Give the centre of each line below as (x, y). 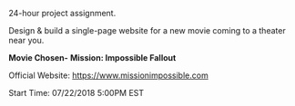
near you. (26, 40)
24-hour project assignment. (62, 13)
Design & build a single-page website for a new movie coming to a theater (147, 30)
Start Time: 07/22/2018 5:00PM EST (76, 93)
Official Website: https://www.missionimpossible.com (108, 75)
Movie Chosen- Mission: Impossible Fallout (92, 58)
